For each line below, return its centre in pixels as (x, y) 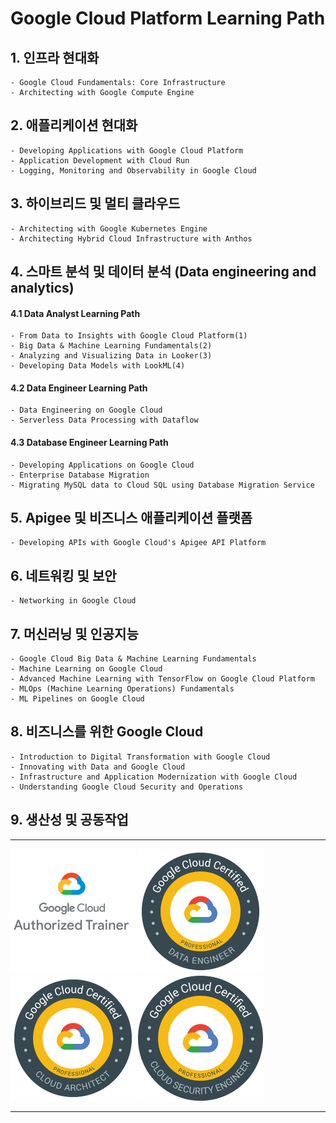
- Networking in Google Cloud (73, 601)
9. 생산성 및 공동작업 (69, 820)
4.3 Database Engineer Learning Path (89, 443)
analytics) (42, 288)
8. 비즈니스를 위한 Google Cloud (107, 732)
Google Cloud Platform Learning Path (168, 18)
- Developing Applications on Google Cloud (102, 465)
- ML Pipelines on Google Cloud (77, 699)
